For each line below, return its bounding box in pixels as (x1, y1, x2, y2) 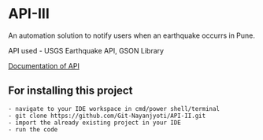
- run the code (8, 125, 58, 134)
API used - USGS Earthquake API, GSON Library (8, 46, 164, 55)
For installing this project (8, 84, 133, 98)
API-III (8, 5, 50, 23)
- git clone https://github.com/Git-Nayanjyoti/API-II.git (8, 112, 206, 120)
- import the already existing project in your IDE (8, 119, 181, 127)
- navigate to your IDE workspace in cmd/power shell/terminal (8, 105, 220, 112)
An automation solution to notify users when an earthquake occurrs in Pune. (8, 31, 256, 40)
